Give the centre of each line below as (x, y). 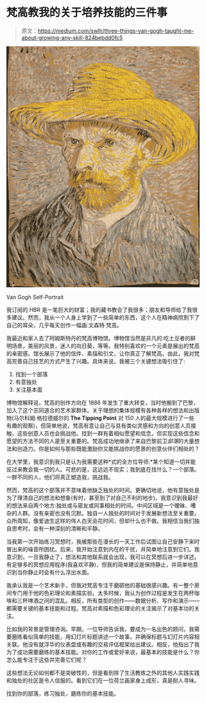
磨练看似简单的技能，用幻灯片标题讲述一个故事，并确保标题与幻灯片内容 (103, 637)
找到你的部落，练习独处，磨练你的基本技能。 (63, 693)
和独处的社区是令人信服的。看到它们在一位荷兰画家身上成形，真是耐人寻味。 (103, 680)
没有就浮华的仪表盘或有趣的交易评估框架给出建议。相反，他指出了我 (113, 644)
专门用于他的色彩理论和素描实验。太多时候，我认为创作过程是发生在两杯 (103, 592)
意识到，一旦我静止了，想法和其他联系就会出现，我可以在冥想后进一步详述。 (103, 557)
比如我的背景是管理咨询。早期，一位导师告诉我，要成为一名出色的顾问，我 (100, 629)
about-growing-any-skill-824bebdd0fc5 (72, 37)
